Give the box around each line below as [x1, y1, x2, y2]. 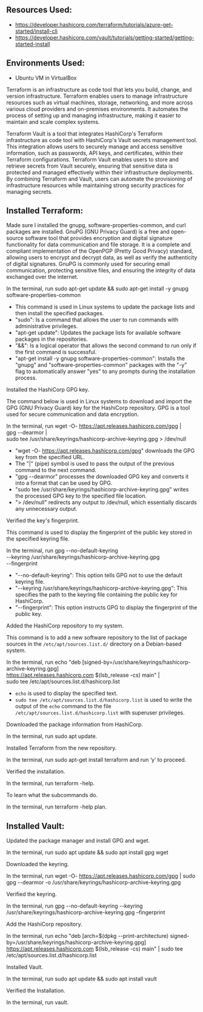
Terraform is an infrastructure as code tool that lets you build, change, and [6, 86, 192, 93]
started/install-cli [15, 27, 58, 35]
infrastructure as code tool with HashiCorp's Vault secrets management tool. [6, 136, 198, 143]
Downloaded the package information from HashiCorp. [6, 721, 144, 728]
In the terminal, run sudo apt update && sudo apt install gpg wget [6, 849, 168, 856]
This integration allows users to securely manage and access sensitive [6, 143, 183, 150]
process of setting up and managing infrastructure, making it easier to [6, 112, 181, 119]
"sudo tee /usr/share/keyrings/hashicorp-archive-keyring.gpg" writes [15, 486, 189, 493]
